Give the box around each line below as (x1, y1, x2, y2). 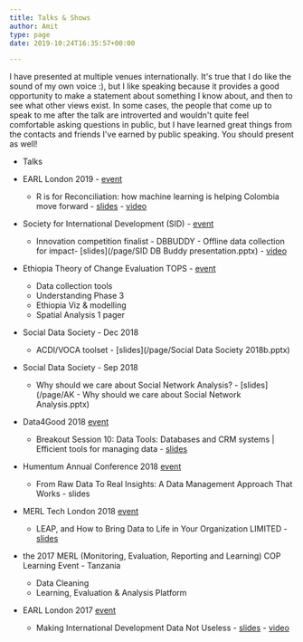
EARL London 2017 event (22, 605, 116, 616)
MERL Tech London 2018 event (22, 506, 138, 517)
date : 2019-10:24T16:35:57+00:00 (9, 38, 136, 48)
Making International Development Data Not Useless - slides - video (35, 622, 289, 634)
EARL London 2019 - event (22, 174, 123, 185)
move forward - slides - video (35, 201, 147, 212)
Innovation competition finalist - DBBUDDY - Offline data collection (35, 236, 285, 247)
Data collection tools (35, 281, 113, 292)
